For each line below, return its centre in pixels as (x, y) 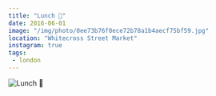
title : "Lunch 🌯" (37, 16)
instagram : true (35, 46)
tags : (17, 53)
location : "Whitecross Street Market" (73, 38)
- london (26, 61)
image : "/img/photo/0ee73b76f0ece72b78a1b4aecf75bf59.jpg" (109, 30)
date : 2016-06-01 (37, 23)
